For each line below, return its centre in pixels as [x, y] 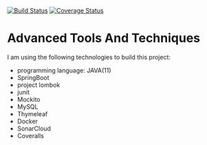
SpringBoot [33, 77]
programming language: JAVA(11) [64, 70]
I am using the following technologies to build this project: [89, 57]
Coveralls [31, 135]
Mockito [29, 99]
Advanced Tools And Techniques [104, 38]
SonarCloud [34, 128]
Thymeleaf [32, 114]
